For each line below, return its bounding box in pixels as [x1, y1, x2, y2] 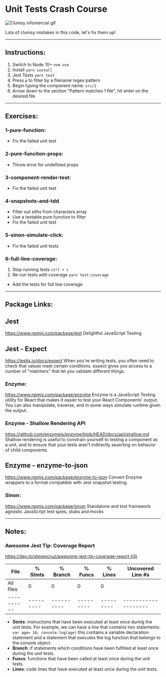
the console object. [12, 640, 52, 646]
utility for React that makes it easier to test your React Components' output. [5, 397, 159, 403]
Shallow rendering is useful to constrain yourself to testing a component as [5, 436, 158, 442]
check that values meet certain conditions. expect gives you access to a [5, 362, 152, 369]
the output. [5, 407, 28, 413]
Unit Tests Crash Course [5, 3, 108, 15]
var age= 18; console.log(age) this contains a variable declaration [12, 630, 149, 635]
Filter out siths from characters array [12, 209, 87, 215]
